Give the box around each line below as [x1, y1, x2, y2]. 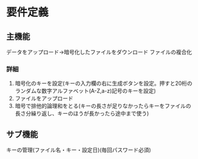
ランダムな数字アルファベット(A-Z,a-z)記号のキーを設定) [14, 87, 156, 95]
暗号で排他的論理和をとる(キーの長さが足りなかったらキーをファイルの [14, 102, 191, 110]
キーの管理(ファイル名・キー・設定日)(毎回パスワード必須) [6, 146, 152, 154]
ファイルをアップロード [14, 95, 73, 102]
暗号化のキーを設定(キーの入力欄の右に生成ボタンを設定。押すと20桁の [14, 79, 193, 87]
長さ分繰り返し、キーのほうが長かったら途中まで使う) [14, 110, 149, 117]
